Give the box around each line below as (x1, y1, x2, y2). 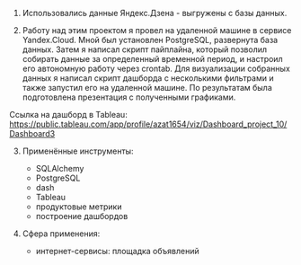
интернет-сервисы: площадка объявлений (35, 246, 199, 256)
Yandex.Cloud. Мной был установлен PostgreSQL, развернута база (22, 35, 279, 45)
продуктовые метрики (35, 201, 122, 212)
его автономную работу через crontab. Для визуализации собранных (22, 63, 290, 74)
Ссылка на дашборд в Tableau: (9, 110, 128, 119)
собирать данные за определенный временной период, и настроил (22, 54, 283, 64)
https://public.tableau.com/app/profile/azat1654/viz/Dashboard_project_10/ (9, 119, 288, 129)
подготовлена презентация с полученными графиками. (22, 92, 236, 102)
